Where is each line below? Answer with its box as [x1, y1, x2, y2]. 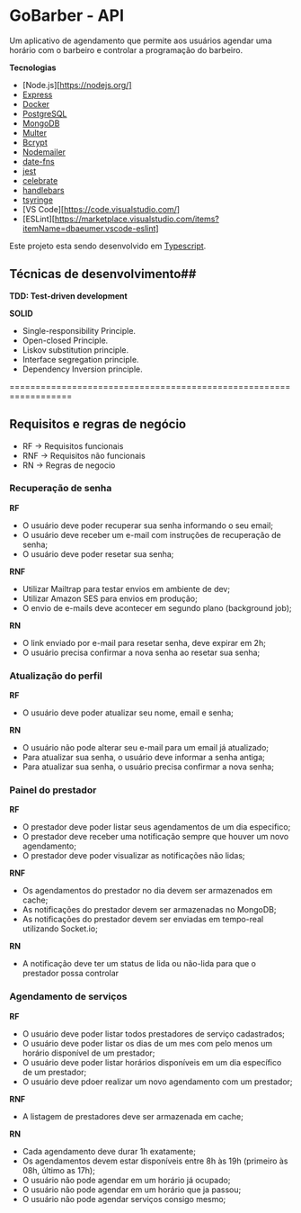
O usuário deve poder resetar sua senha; [22, 548, 174, 559]
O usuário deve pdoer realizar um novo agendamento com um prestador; [22, 1076, 294, 1087]
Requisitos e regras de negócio [9, 417, 187, 432]
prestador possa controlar [22, 968, 120, 979]
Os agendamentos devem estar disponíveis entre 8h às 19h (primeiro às [22, 1155, 288, 1166]
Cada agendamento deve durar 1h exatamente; [22, 1146, 196, 1156]
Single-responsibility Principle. [22, 325, 137, 336]
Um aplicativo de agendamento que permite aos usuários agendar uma [9, 35, 272, 46]
